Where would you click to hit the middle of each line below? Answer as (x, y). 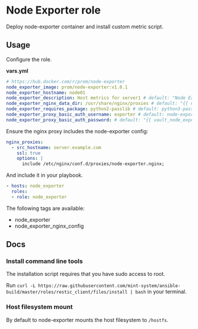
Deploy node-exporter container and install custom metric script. (85, 27)
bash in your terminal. (161, 292)
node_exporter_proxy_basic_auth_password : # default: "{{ (79, 120)
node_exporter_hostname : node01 (46, 93)
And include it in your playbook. (45, 175)
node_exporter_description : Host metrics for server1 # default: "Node (96, 98)
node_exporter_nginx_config (49, 226)
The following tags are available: (45, 208)
